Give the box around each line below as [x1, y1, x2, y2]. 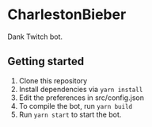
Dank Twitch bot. [7, 32, 63, 41]
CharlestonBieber [7, 6, 127, 24]
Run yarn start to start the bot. [18, 110, 122, 119]
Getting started [7, 55, 85, 68]
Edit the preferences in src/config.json [18, 93, 144, 102]
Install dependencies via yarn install [18, 84, 143, 94]
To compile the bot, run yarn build [18, 101, 133, 110]
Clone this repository [18, 75, 88, 85]
